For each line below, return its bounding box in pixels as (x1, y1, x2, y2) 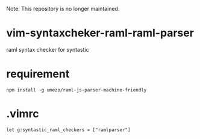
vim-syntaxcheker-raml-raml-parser (6, 26, 195, 40)
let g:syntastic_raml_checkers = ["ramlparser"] (6, 126, 131, 133)
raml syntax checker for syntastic (6, 46, 89, 53)
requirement (6, 67, 70, 81)
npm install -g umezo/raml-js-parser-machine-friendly (6, 87, 147, 93)
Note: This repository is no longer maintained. (6, 5, 120, 12)
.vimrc (6, 107, 39, 121)
